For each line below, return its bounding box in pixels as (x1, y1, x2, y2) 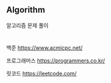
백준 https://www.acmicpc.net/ (6, 44, 83, 51)
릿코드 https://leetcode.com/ (6, 70, 77, 77)
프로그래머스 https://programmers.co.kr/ (6, 57, 105, 64)
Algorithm (6, 5, 45, 15)
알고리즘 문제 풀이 (6, 21, 49, 29)
